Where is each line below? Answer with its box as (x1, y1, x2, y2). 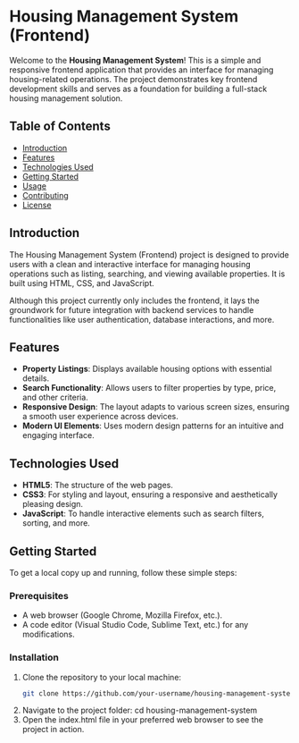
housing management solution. (9, 92, 123, 104)
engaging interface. (21, 430, 96, 441)
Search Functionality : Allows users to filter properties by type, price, (21, 383, 277, 393)
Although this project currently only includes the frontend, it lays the (9, 295, 261, 306)
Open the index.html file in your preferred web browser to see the (21, 714, 263, 725)
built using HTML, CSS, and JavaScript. (9, 277, 154, 288)
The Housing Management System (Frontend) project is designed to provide (9, 249, 290, 260)
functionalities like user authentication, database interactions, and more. (9, 314, 275, 325)
